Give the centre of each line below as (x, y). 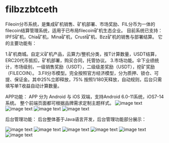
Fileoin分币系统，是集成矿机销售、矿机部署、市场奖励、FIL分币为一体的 (80, 24)
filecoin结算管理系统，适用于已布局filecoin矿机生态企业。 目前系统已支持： (84, 30)
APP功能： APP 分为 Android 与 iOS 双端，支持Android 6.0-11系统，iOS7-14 (85, 96)
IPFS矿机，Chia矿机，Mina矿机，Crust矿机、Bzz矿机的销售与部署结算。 (81, 37)
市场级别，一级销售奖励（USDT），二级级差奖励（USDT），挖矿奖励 (84, 67)
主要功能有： (23, 43)
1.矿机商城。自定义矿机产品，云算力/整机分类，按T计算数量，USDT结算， (82, 54)
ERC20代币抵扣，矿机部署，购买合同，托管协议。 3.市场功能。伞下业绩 (80, 60)
